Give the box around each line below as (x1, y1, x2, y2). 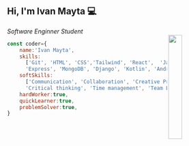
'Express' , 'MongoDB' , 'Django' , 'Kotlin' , (25, 65, 151, 73)
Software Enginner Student (7, 27, 83, 35)
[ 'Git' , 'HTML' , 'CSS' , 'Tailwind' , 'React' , (25, 59, 154, 66)
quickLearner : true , (19, 98, 75, 104)
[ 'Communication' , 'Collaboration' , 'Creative (25, 78, 160, 85)
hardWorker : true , (19, 91, 69, 98)
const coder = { (7, 40, 48, 47)
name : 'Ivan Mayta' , (19, 46, 75, 53)
